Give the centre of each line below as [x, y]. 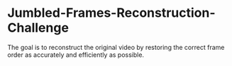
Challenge [38, 28]
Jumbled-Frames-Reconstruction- [111, 13]
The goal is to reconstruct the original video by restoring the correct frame [116, 47]
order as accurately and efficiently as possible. [76, 55]
